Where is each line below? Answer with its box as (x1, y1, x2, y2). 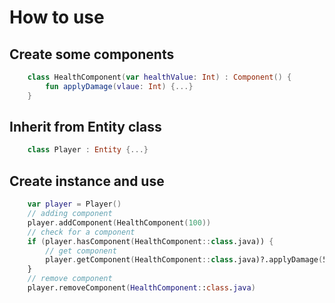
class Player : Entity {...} (27, 145, 149, 155)
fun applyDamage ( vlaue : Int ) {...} (45, 81, 194, 91)
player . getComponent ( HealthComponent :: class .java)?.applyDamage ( (45, 255, 324, 265)
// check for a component (27, 227, 136, 237)
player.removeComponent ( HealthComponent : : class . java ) (27, 283, 256, 293)
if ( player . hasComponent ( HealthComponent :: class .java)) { (27, 236, 274, 246)
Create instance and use (9, 172, 165, 190)
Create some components (9, 46, 175, 63)
